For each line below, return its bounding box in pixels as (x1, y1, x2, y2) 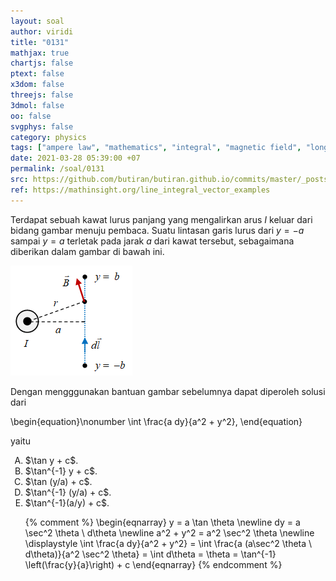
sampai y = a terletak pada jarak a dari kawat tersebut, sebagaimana (10, 235, 295, 247)
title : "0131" (10, 37, 70, 47)
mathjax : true (10, 48, 70, 58)
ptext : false (10, 69, 65, 79)
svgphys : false (10, 121, 74, 132)
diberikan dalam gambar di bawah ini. (10, 245, 165, 257)
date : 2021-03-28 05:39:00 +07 (10, 153, 141, 164)
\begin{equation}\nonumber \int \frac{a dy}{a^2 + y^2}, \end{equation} (10, 415, 303, 427)
